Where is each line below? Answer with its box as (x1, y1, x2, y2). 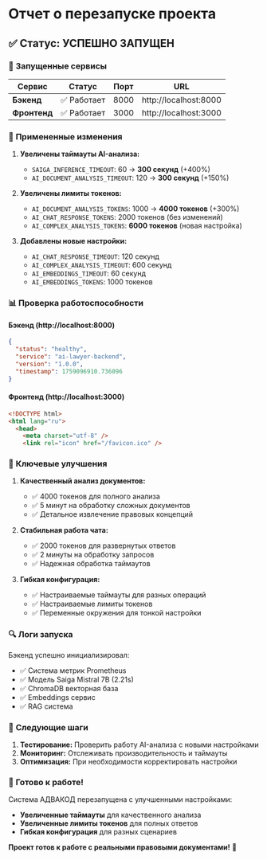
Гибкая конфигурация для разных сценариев (19, 827, 178, 837)
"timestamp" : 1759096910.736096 (15, 367, 124, 375)
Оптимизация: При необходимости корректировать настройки (19, 757, 238, 767)
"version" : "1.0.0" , (15, 360, 84, 368)
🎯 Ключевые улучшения (8, 459, 108, 470)
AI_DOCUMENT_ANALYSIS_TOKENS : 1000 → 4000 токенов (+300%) (31, 204, 240, 213)
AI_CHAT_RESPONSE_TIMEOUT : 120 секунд (31, 252, 159, 261)
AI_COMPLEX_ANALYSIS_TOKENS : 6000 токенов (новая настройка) (31, 221, 243, 231)
